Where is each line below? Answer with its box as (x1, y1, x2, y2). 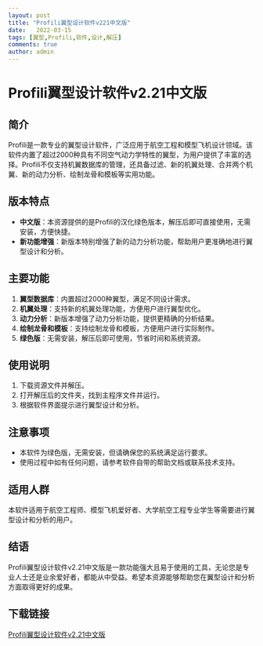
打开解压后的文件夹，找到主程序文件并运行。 (19, 390, 164, 400)
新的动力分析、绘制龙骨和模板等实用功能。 (21, 170, 159, 179)
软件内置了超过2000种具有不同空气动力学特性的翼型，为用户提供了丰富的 (8, 150, 245, 159)
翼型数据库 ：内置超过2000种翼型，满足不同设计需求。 (19, 294, 195, 303)
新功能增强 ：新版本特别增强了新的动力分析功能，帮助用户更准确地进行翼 (19, 236, 253, 246)
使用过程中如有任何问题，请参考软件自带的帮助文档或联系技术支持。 (19, 458, 240, 467)
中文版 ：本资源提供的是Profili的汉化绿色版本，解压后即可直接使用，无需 (19, 217, 251, 226)
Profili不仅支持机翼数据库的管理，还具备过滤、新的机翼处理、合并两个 (21, 160, 247, 169)
